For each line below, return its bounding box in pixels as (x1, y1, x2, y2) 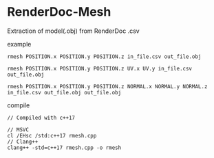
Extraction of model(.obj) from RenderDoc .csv (7, 27, 140, 35)
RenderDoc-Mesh (7, 4, 111, 20)
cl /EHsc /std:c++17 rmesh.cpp (7, 132, 97, 139)
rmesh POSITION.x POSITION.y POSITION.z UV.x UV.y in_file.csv (7, 65, 193, 72)
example (7, 40, 32, 48)
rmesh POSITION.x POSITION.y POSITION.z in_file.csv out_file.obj (7, 53, 202, 60)
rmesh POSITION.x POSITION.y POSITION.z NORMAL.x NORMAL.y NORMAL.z (7, 83, 208, 90)
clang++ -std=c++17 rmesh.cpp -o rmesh (7, 144, 122, 151)
